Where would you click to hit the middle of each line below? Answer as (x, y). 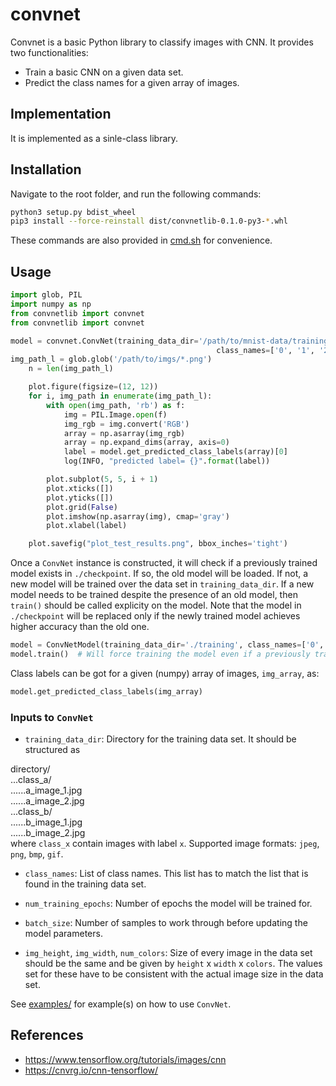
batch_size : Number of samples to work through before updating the (166, 923)
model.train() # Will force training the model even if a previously (160, 654)
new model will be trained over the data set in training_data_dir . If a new (162, 584)
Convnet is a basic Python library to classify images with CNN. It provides (162, 42)
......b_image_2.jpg (48, 833)
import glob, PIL (46, 295)
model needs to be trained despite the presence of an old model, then (154, 595)
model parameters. (63, 934)
